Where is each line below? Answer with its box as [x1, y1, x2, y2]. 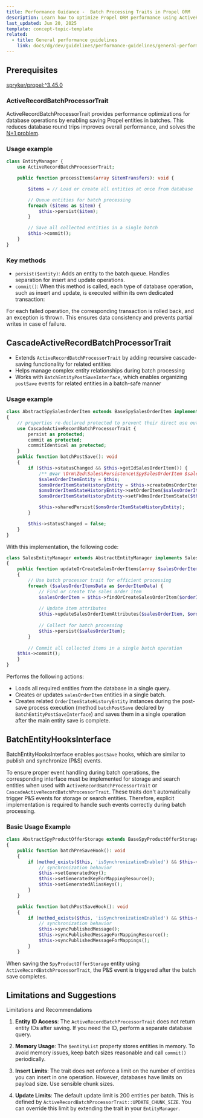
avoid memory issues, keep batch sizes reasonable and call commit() [14, 1049, 187, 1056]
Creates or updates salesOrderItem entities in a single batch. [14, 691, 166, 698]
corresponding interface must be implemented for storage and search [6, 775, 180, 783]
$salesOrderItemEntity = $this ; [38, 476, 120, 482]
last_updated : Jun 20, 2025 [6, 20, 77, 26]
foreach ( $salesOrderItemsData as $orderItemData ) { [28, 583, 164, 589]
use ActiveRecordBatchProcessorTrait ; [17, 164, 115, 170]
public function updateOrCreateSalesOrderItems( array [17, 566, 155, 572]
